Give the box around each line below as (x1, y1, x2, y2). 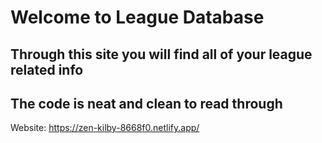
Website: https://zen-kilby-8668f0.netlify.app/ (10, 122, 200, 134)
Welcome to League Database (10, 6, 265, 29)
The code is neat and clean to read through (10, 95, 283, 112)
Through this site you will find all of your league (10, 46, 313, 63)
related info (10, 61, 84, 78)
